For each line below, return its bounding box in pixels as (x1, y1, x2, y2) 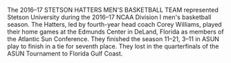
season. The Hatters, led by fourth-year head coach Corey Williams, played (7, 21, 223, 28)
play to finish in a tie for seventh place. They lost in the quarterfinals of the (7, 42, 219, 50)
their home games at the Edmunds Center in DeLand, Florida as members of (7, 27, 224, 36)
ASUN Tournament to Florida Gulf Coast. (7, 49, 123, 58)
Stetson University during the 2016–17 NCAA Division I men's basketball (7, 13, 212, 21)
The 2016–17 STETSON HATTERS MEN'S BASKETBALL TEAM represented (7, 6, 219, 14)
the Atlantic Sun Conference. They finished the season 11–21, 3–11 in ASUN (7, 35, 220, 43)
